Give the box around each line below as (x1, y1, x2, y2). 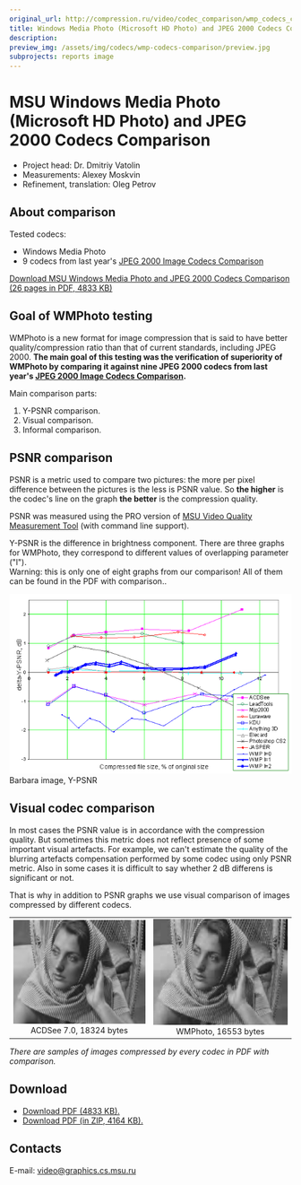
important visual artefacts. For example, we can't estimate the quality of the (9, 843, 288, 854)
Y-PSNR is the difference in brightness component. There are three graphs (9, 537, 285, 548)
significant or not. (9, 872, 74, 883)
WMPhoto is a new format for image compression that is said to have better (9, 332, 288, 343)
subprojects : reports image (9, 52, 115, 62)
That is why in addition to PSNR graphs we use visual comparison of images (9, 889, 290, 901)
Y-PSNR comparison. (21, 405, 101, 416)
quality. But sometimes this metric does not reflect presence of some (9, 834, 264, 845)
